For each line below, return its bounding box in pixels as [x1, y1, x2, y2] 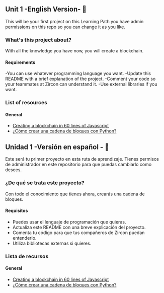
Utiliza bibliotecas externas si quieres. [12, 240, 92, 246]
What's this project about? [5, 36, 72, 43]
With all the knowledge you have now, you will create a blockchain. [5, 48, 144, 54]
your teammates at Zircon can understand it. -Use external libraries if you [5, 81, 157, 87]
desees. [5, 167, 22, 173]
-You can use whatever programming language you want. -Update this [5, 70, 151, 77]
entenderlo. [12, 235, 37, 241]
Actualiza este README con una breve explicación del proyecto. [12, 224, 146, 230]
